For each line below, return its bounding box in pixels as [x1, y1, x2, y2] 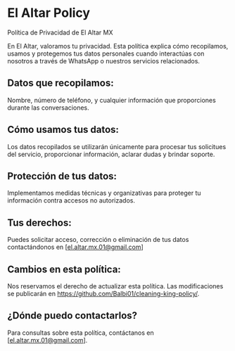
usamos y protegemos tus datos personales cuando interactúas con [7, 49, 205, 58]
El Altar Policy [7, 5, 90, 21]
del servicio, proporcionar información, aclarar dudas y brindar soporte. [7, 150, 215, 158]
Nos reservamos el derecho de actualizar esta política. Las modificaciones [7, 282, 224, 290]
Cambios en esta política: [7, 263, 121, 275]
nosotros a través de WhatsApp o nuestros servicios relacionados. [7, 56, 201, 65]
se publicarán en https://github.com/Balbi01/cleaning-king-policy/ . [7, 290, 200, 298]
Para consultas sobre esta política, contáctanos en [7, 328, 154, 337]
